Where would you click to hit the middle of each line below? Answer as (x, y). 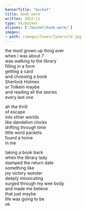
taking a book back (24, 152)
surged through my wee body (35, 183)
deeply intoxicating (24, 178)
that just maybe (21, 193)
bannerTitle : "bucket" (28, 10)
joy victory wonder (24, 173)
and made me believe (26, 189)
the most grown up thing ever (34, 50)
